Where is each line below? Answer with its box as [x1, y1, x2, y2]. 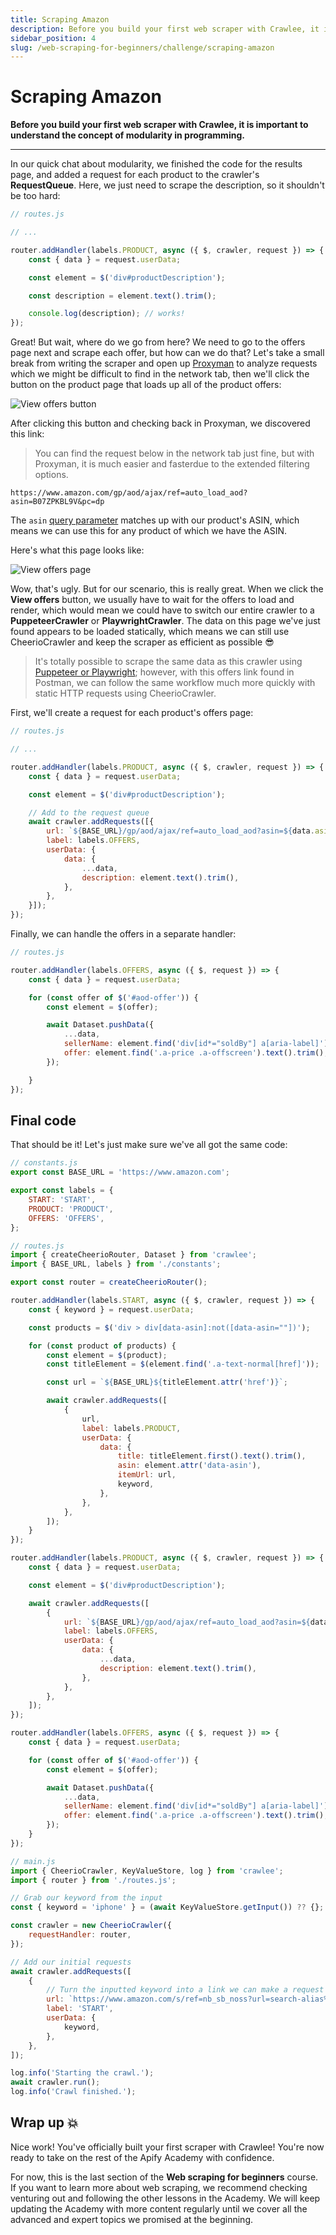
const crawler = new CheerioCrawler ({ [10, 1921, 172, 1931]
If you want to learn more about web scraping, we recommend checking [10, 2181, 308, 2193]
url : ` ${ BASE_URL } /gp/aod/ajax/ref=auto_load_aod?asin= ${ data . [46, 826, 315, 836]
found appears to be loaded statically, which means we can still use [10, 626, 290, 638]
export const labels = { [10, 1186, 114, 1196]
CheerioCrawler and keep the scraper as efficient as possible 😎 [10, 636, 275, 648]
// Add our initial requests [10, 1957, 132, 1967]
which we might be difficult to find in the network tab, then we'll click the [10, 368, 310, 380]
